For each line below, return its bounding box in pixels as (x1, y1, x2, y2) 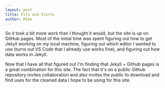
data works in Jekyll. (5, 51, 48, 57)
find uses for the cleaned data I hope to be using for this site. (5, 77, 131, 83)
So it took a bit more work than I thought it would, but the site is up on (5, 30, 148, 36)
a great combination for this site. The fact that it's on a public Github (5, 66, 146, 72)
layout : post (5, 7, 32, 12)
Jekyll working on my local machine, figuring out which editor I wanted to (5, 41, 156, 47)
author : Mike (5, 16, 32, 21)
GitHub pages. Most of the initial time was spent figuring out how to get (5, 35, 152, 41)
